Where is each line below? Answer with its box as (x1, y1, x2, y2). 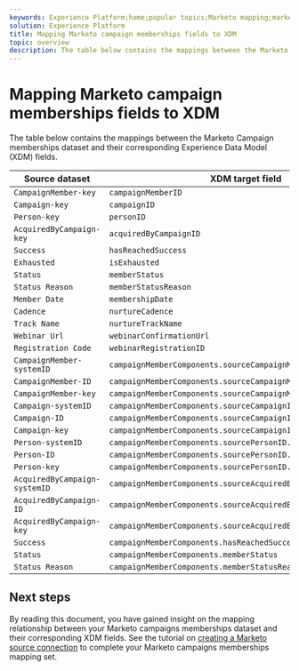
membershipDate (109, 294, 174, 305)
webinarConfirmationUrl (109, 331, 210, 341)
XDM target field (209, 172, 282, 185)
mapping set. (9, 651, 58, 662)
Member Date (13, 294, 65, 305)
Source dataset (23, 172, 91, 185)
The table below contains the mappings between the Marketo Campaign (9, 132, 274, 143)
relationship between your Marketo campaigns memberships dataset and (9, 623, 278, 634)
